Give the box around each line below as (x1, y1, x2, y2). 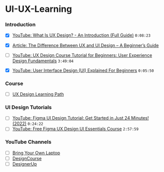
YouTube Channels (5, 138, 52, 145)
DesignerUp (12, 161, 37, 167)
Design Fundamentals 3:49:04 (12, 58, 74, 64)
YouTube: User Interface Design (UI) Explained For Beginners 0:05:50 (12, 67, 154, 73)
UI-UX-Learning (5, 3, 72, 15)
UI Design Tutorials (5, 104, 52, 111)
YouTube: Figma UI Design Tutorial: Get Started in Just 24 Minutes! (12, 115, 149, 121)
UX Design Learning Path (12, 91, 64, 97)
